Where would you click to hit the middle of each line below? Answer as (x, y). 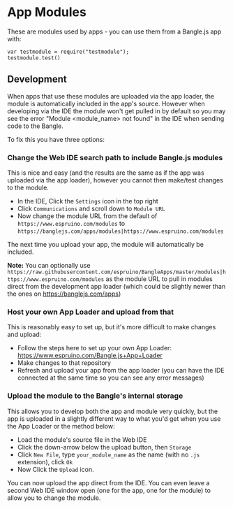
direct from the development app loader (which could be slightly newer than (116, 287)
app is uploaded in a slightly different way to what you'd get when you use (114, 418)
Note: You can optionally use (49, 266)
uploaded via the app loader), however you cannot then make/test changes (115, 180)
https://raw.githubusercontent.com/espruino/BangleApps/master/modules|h (117, 272)
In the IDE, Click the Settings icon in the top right (88, 201)
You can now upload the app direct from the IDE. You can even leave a (108, 482)
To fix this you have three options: (56, 139)
